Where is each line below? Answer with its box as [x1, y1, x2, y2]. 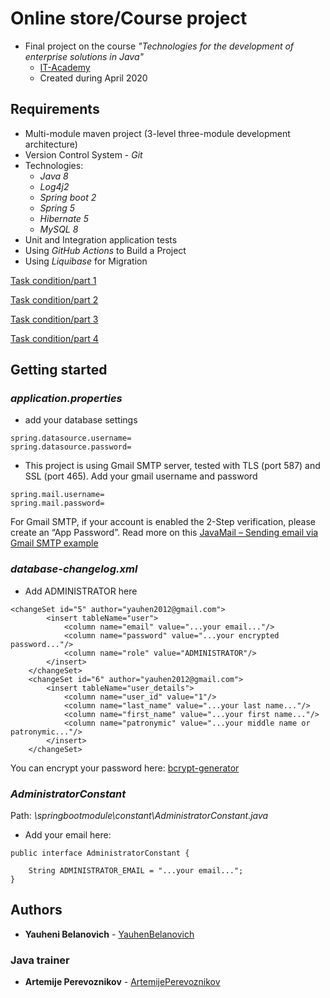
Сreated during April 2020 [39, 72, 148, 84]
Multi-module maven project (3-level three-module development [24, 127, 291, 139]
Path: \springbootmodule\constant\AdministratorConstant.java [10, 810, 269, 822]
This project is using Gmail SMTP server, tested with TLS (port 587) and [24, 460, 321, 472]
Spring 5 [39, 202, 76, 214]
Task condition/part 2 [10, 293, 99, 306]
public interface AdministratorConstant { [10, 848, 190, 859]
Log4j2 [39, 180, 70, 192]
